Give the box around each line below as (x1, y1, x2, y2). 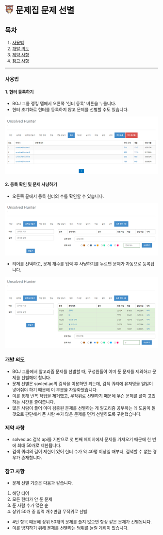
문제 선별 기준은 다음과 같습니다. (12, 480, 73, 486)
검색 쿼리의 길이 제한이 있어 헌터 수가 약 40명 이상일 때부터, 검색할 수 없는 (12, 448, 152, 454)
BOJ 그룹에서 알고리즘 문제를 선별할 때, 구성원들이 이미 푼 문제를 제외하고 (12, 369, 151, 374)
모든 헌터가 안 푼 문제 (12, 497, 52, 502)
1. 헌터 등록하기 (5, 89, 34, 94)
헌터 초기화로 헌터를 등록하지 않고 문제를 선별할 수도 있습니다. (12, 107, 129, 112)
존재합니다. (21, 454, 42, 461)
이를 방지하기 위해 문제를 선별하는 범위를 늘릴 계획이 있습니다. (12, 525, 129, 531)
